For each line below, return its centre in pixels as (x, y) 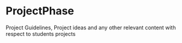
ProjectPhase (40, 11)
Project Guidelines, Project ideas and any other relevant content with (91, 27)
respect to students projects (41, 33)
